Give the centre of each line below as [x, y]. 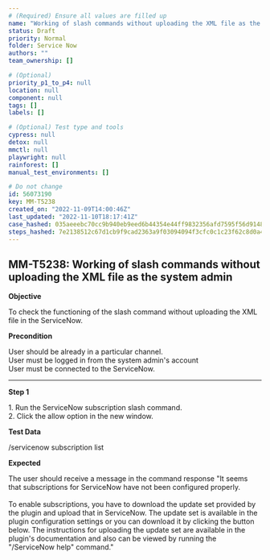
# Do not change [35, 187]
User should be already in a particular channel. [86, 352]
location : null [34, 90]
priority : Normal [37, 38]
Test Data [25, 432]
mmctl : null [28, 150]
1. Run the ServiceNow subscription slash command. [95, 408]
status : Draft [32, 31]
